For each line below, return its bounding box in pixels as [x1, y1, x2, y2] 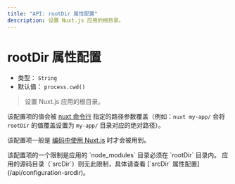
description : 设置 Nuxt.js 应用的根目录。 [7, 17, 125, 24]
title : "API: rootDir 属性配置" [7, 10, 99, 18]
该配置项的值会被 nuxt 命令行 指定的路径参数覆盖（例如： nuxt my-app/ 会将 [7, 112, 225, 121]
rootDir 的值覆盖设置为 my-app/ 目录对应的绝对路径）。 [7, 121, 165, 130]
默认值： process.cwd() [17, 82, 86, 91]
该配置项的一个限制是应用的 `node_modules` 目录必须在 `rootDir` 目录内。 [7, 151, 220, 159]
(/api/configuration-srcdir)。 [7, 169, 90, 177]
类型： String [17, 74, 58, 82]
